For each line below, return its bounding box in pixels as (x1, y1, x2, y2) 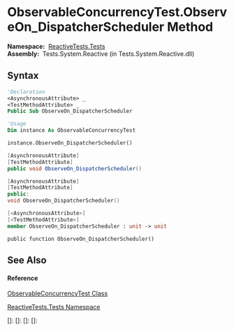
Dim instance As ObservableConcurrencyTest (7, 127, 136, 134)
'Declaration (7, 88, 45, 95)
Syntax (7, 70, 39, 82)
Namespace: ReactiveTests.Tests (7, 42, 105, 50)
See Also (7, 254, 47, 266)
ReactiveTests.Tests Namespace (7, 303, 101, 311)
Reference (7, 274, 38, 282)
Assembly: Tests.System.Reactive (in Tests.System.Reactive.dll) (7, 50, 195, 58)
